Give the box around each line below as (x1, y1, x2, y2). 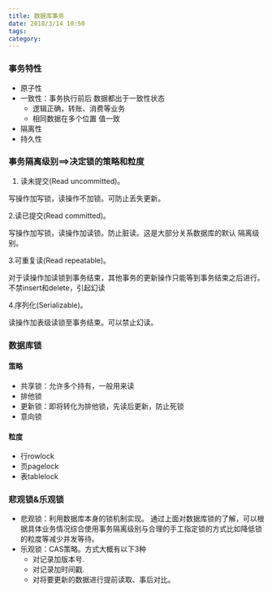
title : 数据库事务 (8, 11, 65, 20)
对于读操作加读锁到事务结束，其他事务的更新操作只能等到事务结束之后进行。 (8, 272, 265, 282)
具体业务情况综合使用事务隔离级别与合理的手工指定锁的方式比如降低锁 (27, 524, 262, 533)
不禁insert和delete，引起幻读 (8, 282, 106, 293)
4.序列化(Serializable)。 (8, 300, 88, 310)
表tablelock (19, 472, 58, 481)
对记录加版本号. (32, 555, 85, 564)
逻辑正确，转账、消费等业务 (32, 103, 126, 113)
